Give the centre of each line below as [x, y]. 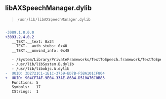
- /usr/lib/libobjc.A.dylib [41, 68]
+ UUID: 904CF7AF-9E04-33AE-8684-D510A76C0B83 [55, 78]
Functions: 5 [25, 82]
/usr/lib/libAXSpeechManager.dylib [54, 19]
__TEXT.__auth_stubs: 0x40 [40, 46]
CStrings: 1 [25, 92]
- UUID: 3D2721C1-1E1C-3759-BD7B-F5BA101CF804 [55, 73]
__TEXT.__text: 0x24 [33, 41]
